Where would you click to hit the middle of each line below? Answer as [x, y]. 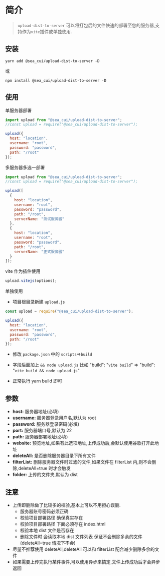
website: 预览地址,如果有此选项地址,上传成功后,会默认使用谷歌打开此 [84, 443]
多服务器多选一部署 [25, 167]
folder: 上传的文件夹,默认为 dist [45, 475]
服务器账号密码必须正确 [44, 511]
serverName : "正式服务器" [39, 252]
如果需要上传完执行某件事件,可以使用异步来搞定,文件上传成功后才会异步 [86, 562]
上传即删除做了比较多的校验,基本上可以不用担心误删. [66, 505]
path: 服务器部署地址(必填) [40, 437]
